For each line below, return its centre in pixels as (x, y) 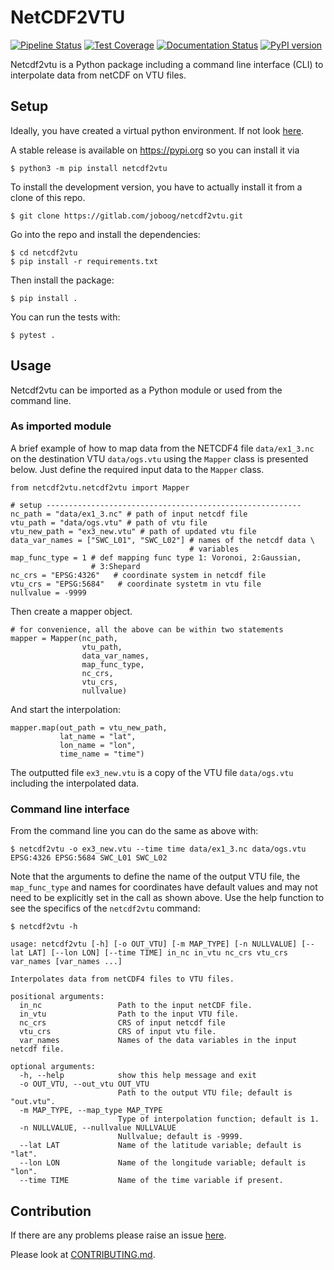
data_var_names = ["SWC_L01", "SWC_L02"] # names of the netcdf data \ (162, 540)
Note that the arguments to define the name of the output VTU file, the (155, 877)
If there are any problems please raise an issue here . (118, 1235)
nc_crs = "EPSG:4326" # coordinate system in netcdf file (138, 575)
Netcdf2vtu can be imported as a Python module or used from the (146, 390)
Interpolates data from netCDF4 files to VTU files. (122, 979)
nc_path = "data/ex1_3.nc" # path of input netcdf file (129, 514)
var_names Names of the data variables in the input (158, 1041)
